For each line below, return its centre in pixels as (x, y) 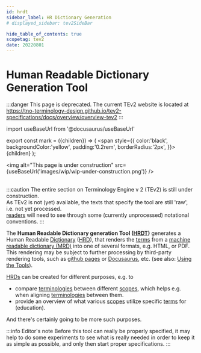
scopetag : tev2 (25, 40)
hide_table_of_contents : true (44, 34)
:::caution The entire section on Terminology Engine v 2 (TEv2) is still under (100, 189)
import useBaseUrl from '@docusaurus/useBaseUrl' (71, 129)
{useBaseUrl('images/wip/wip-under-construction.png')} (77, 171)
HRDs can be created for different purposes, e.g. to (70, 276)
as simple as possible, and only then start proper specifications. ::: (88, 343)
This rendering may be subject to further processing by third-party (89, 252)
